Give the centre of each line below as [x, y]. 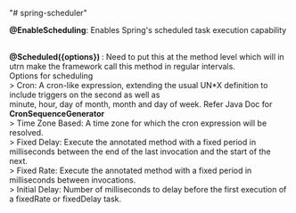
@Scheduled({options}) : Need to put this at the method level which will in [147, 57]
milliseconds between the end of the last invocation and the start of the [140, 152]
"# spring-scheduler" [48, 13]
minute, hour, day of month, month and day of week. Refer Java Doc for [141, 104]
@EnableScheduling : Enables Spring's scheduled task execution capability [148, 30]
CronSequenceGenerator [57, 114]
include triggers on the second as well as [85, 94]
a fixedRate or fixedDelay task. [66, 199]
